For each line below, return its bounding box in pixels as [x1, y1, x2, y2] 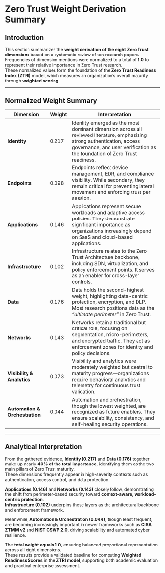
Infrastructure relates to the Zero [72, 247, 147, 254]
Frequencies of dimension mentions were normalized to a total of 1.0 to [5, 57, 149, 62]
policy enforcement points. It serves [72, 266, 155, 273]
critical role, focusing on [72, 325, 128, 332]
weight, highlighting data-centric [72, 292, 148, 299]
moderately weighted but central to [72, 363, 153, 370]
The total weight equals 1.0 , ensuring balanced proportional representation [5, 542, 158, 547]
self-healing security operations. [72, 421, 148, 428]
